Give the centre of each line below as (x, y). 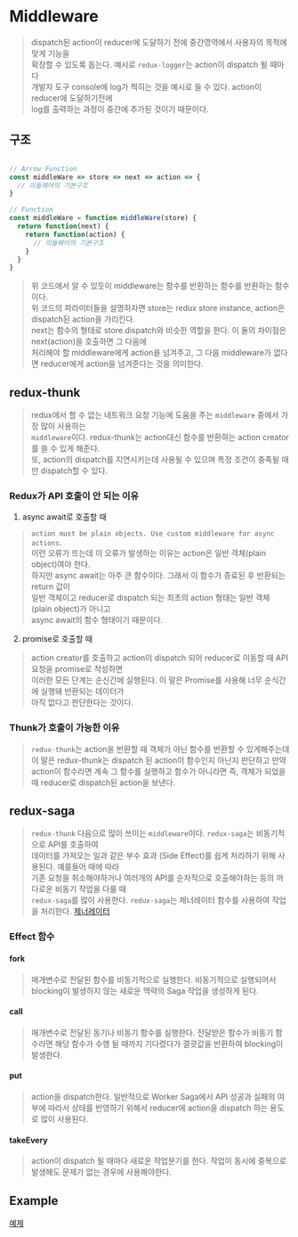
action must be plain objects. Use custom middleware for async (153, 534)
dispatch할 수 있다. (74, 471)
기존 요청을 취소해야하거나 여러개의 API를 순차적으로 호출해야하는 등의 (153, 878)
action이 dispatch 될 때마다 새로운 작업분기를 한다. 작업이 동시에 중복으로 (159, 1161)
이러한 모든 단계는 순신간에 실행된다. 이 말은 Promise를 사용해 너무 (146, 680)
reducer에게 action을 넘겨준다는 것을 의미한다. (122, 364)
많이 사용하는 (63, 426)
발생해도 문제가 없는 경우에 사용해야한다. (101, 1172)
